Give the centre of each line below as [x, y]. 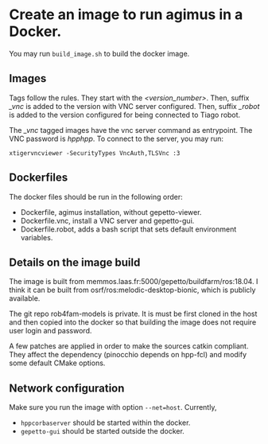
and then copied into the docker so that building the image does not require [133, 322]
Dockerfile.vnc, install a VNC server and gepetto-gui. [107, 220]
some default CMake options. [57, 363]
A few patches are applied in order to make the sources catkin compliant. [129, 346]
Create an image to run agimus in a [126, 15]
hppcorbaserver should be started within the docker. [105, 423]
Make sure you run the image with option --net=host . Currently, [113, 407]
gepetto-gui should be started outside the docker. [103, 431]
